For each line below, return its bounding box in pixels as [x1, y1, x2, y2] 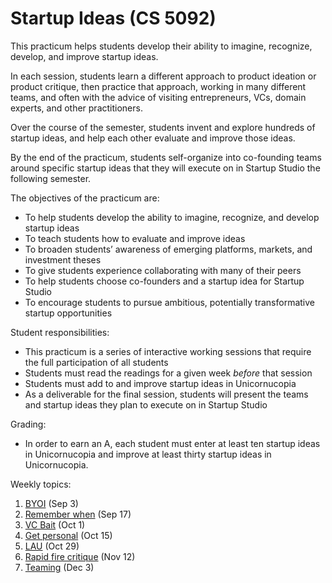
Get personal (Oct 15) [24, 529, 113, 541]
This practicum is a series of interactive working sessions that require [24, 345, 312, 357]
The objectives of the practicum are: [10, 192, 160, 204]
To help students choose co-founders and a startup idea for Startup [24, 275, 305, 287]
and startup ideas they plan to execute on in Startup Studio [24, 398, 268, 411]
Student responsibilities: [10, 326, 110, 338]
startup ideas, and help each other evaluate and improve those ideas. [10, 132, 296, 144]
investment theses [24, 253, 102, 266]
